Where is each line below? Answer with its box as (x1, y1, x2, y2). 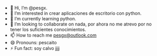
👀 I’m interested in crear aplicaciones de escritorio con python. (10, 10, 142, 16)
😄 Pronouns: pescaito (10, 40, 57, 45)
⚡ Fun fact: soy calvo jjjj (10, 45, 60, 51)
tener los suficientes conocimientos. (10, 26, 86, 33)
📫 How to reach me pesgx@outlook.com (10, 32, 97, 38)
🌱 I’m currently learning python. (10, 16, 76, 21)
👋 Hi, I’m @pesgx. (10, 5, 47, 11)
